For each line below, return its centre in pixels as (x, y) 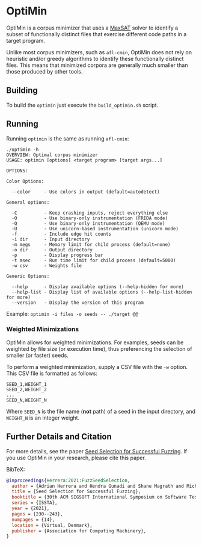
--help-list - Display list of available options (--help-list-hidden (102, 292)
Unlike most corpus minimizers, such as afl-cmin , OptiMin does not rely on (99, 52)
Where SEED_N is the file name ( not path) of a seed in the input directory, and (101, 411)
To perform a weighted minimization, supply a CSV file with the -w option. (97, 367)
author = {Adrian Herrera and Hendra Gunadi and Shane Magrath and (98, 486)
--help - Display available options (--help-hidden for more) (98, 287)
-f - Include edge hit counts (62, 234)
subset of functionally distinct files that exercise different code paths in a (96, 34)
